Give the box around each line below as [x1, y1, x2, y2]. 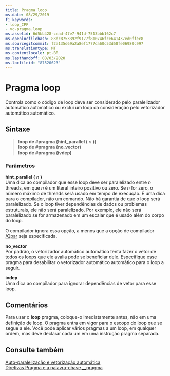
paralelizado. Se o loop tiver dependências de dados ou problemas [5, 201, 147, 208]
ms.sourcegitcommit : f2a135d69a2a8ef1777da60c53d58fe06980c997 [5, 41, 144, 46]
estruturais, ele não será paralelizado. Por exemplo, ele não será [5, 206, 141, 213]
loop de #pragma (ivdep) [17, 149, 72, 156]
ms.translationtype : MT [5, 46, 56, 51]
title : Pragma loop [5, 7, 47, 13]
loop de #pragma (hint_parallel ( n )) [17, 139, 97, 144]
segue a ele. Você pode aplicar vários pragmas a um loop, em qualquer [5, 325, 157, 331]
